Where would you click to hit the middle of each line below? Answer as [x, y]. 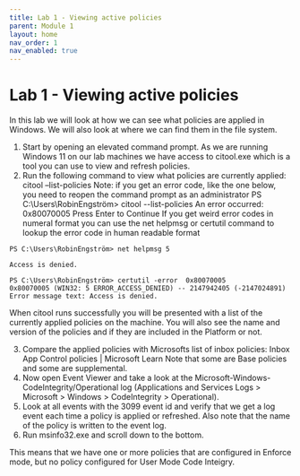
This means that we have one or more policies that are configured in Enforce [150, 453]
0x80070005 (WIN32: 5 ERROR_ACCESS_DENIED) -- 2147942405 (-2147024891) [148, 289]
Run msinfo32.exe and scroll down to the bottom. [113, 435]
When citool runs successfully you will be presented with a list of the [136, 313]
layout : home [34, 34]
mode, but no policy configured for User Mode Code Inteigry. [122, 462]
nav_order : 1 [34, 43]
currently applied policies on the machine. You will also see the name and [145, 323]
